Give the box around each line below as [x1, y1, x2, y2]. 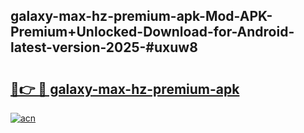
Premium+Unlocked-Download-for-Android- [10, 24, 295, 41]
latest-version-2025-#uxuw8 [10, 39, 198, 56]
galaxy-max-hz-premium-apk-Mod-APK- [10, 8, 273, 25]
